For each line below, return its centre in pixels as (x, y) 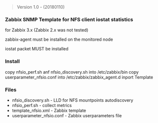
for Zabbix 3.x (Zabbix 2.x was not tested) (47, 30)
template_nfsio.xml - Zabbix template (49, 110)
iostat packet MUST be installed (37, 49)
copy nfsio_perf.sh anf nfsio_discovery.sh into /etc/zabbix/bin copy (72, 72)
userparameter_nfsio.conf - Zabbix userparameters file (67, 115)
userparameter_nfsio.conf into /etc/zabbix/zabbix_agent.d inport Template (79, 77)
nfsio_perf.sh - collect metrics (42, 105)
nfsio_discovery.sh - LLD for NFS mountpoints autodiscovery (73, 100)
